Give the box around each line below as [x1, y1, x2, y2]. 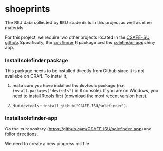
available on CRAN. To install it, [5, 73, 68, 79]
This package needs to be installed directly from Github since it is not [5, 68, 145, 74]
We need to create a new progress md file [5, 140, 89, 146]
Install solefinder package [5, 57, 68, 64]
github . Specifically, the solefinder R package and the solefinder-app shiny [5, 39, 155, 45]
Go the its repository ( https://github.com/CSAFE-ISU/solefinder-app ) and [5, 126, 152, 131]
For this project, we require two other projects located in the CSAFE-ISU [5, 34, 150, 40]
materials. [5, 24, 25, 30]
